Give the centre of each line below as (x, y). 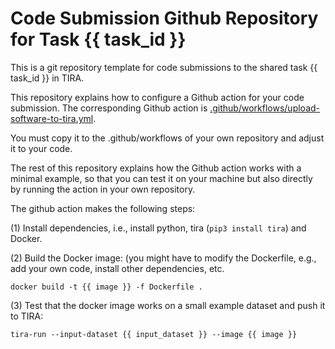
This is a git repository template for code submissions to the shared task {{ (164, 67)
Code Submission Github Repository (164, 18)
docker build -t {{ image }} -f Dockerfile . (106, 287)
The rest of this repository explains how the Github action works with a (156, 168)
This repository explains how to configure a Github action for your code (157, 97)
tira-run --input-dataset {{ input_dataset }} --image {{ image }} (154, 334)
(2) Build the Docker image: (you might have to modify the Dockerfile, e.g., (163, 258)
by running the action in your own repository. (103, 189)
